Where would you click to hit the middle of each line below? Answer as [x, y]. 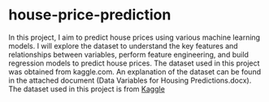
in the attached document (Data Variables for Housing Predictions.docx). [130, 80]
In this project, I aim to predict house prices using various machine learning [134, 37]
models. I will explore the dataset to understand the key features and [123, 45]
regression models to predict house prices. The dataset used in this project [134, 63]
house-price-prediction [90, 15]
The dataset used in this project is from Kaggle [87, 89]
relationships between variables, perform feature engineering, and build [129, 54]
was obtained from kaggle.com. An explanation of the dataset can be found [135, 71]
